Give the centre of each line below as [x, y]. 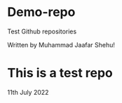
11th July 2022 [28, 92]
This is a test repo [60, 73]
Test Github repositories [42, 31]
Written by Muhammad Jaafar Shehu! [61, 45]
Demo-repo [41, 12]
